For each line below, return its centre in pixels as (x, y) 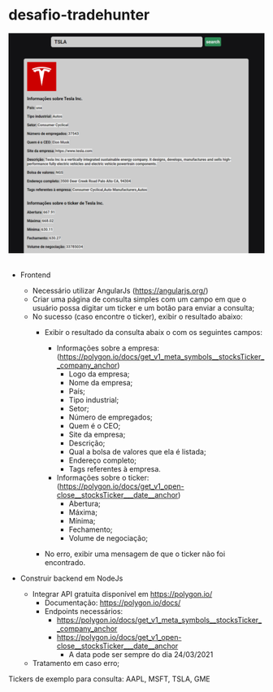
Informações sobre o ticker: (103, 478)
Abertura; (85, 504)
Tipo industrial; (94, 400)
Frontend (35, 275)
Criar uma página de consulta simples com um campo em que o (139, 299)
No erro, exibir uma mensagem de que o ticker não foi (135, 554)
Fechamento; (91, 529)
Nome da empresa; (101, 383)
